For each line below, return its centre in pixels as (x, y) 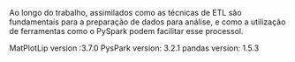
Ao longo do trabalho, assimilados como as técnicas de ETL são (125, 13)
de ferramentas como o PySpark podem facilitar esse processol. (126, 31)
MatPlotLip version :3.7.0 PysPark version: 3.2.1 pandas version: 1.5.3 (134, 48)
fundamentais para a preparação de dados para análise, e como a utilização (147, 22)
